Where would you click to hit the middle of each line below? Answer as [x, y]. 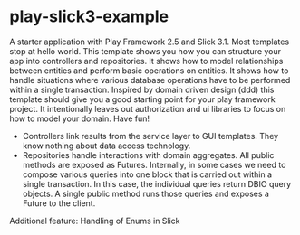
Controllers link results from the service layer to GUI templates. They [150, 136]
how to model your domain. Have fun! [80, 118]
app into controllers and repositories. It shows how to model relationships [146, 61]
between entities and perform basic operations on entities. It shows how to [149, 70]
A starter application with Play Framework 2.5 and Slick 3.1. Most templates [150, 42]
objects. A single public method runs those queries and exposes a [146, 193]
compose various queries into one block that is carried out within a [147, 174]
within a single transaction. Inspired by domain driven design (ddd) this [142, 89]
